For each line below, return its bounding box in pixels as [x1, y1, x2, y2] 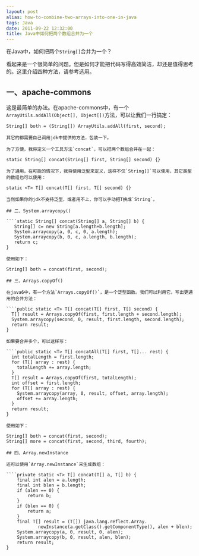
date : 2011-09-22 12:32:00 [6, 25, 73, 32]
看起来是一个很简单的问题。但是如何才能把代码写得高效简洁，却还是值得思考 [6, 61, 194, 68]
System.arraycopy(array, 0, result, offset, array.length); [17, 390, 169, 396]
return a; [27, 508, 52, 514]
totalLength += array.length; [17, 364, 92, 370]
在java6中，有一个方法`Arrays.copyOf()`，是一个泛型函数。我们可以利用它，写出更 [6, 289, 189, 295]
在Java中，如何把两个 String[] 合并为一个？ [6, 48, 112, 55]
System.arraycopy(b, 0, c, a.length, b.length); [14, 234, 137, 240]
